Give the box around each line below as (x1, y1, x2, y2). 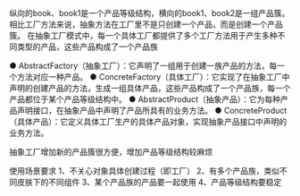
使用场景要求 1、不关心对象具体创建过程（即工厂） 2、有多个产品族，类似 (9, 166, 280, 176)
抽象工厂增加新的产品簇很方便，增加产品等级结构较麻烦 (9, 147, 212, 157)
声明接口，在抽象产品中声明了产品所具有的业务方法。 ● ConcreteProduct (16, 106, 287, 115)
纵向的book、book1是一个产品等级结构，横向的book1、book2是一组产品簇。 (9, 8, 290, 18)
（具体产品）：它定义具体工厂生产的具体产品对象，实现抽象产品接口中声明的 (9, 116, 287, 127)
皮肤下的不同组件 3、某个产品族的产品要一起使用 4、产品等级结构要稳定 (16, 177, 282, 187)
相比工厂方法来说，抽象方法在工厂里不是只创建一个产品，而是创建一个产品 (9, 19, 283, 30)
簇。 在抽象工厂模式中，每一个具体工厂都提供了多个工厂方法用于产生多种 (9, 30, 278, 40)
